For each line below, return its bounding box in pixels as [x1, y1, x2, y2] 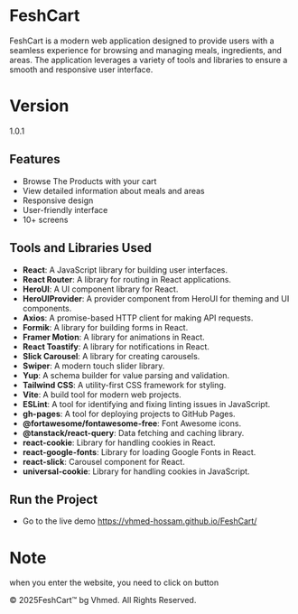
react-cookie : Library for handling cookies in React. [22, 437, 216, 448]
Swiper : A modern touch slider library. [22, 360, 165, 371]
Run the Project [9, 491, 98, 507]
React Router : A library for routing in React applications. [22, 274, 232, 284]
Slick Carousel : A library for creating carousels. [22, 350, 200, 361]
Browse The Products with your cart [22, 175, 157, 186]
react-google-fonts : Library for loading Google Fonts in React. [22, 446, 256, 457]
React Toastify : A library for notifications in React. [22, 340, 210, 352]
